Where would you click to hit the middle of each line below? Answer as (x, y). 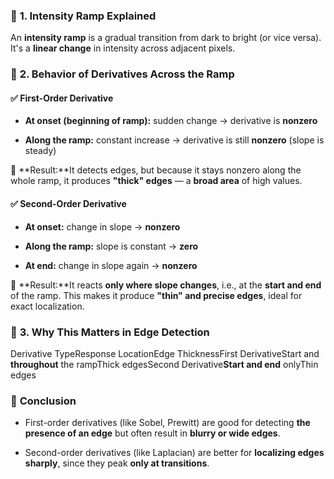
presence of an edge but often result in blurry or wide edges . (152, 433)
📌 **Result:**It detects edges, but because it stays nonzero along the (156, 170)
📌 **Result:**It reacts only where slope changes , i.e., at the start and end (166, 285)
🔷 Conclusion (43, 401)
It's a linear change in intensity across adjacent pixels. (123, 48)
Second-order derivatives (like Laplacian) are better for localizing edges (174, 453)
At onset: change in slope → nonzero (102, 226)
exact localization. (47, 306)
